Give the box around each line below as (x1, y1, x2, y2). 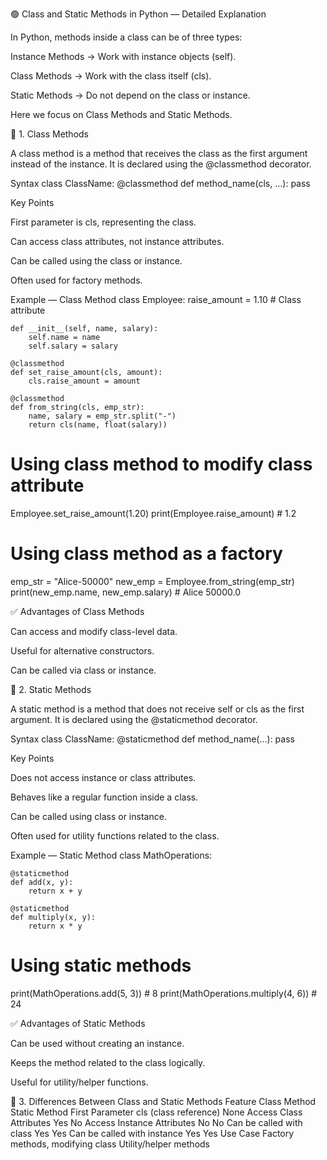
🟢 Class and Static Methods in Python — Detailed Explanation (10, 8, 267, 20)
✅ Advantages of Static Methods (10, 1017, 146, 1029)
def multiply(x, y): (10, 912, 97, 922)
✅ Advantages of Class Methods (10, 605, 145, 617)
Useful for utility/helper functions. (10, 1076, 149, 1088)
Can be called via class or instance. (10, 664, 157, 676)
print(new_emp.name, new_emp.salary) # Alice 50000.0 (10, 586, 241, 598)
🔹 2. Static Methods (10, 683, 92, 695)
